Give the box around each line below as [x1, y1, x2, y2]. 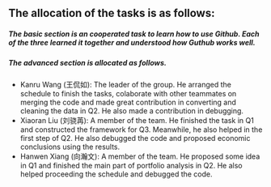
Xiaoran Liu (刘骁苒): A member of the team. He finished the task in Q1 [19, 115, 255, 125]
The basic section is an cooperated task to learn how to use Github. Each [8, 28, 260, 39]
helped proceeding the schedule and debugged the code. [19, 169, 213, 179]
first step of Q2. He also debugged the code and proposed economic [19, 133, 251, 142]
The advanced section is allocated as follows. [8, 58, 167, 68]
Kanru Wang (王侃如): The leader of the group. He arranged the [19, 79, 232, 89]
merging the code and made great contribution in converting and [19, 97, 237, 107]
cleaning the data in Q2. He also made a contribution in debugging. [19, 105, 244, 116]
